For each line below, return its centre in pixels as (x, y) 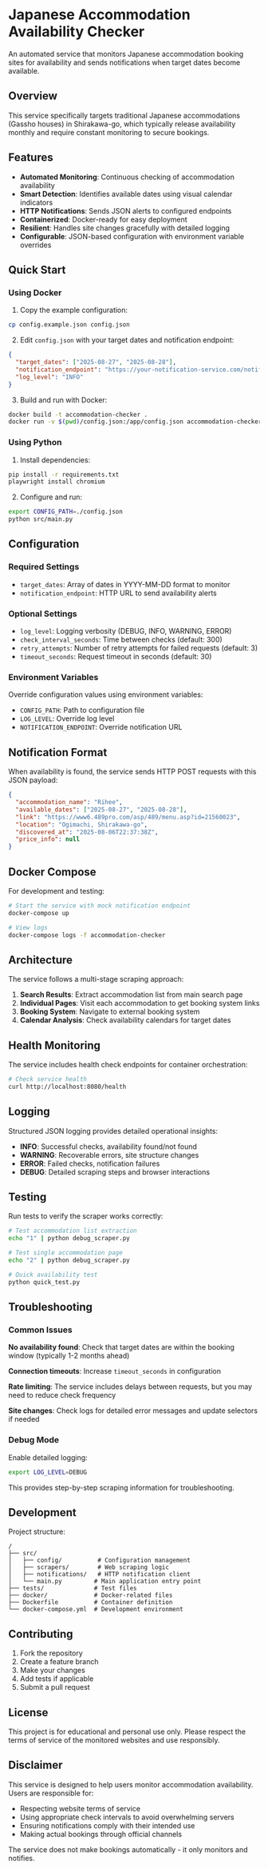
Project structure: (37, 1532)
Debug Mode (34, 1440)
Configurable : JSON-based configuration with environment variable (132, 236)
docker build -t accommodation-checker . (78, 414)
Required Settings (44, 567)
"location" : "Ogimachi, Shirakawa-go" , (82, 824)
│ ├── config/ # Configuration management (100, 1561)
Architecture (41, 960)
